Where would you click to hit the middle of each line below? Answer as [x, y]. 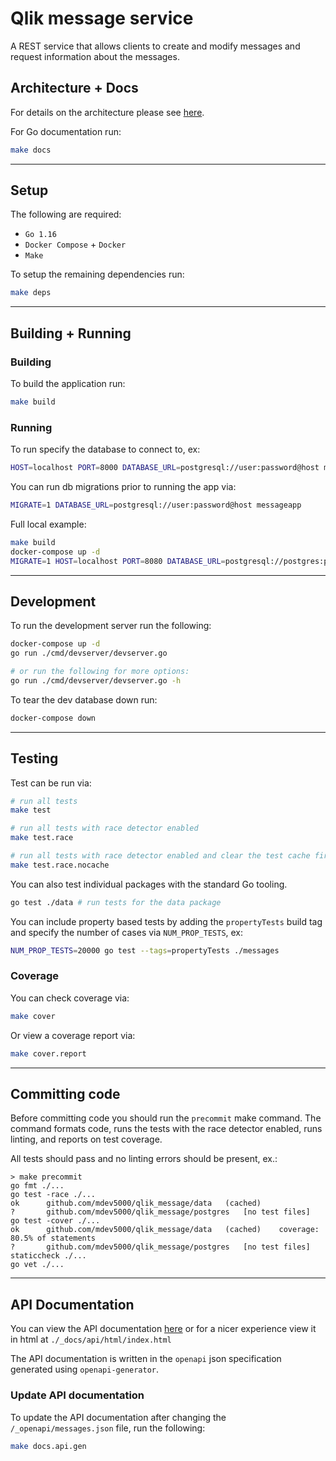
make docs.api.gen [48, 1446]
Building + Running [71, 333]
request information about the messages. [95, 56]
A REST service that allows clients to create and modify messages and [155, 46]
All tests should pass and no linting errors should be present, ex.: [144, 1159]
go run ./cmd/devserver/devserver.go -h [96, 680]
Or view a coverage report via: [73, 1035]
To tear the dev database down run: [84, 699]
